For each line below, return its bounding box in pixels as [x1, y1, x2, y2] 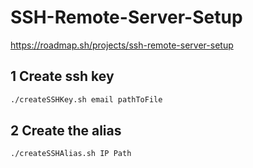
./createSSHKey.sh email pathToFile [10, 94, 163, 105]
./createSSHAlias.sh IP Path [10, 149, 132, 159]
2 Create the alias [10, 122, 122, 140]
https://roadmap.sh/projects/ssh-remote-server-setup [10, 39, 234, 51]
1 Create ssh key [10, 68, 115, 85]
